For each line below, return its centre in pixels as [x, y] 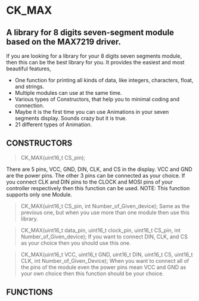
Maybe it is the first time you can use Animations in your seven [92, 112]
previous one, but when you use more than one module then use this [105, 212]
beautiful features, [29, 69]
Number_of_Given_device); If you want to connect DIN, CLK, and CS [104, 237]
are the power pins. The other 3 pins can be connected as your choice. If [96, 175]
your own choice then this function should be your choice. [92, 273]
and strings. [29, 86]
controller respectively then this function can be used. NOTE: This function [98, 188]
